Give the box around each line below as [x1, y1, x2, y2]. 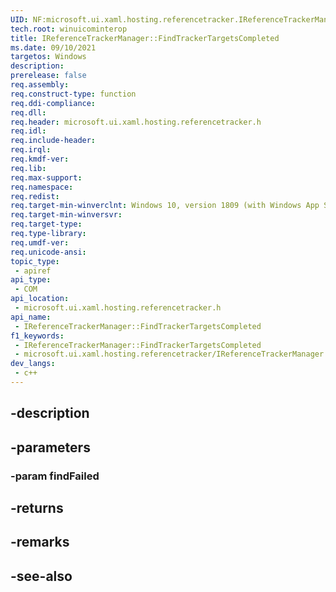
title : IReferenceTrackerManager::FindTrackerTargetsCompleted [10, 33, 280, 43]
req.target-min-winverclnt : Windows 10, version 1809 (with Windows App [10, 201, 320, 211]
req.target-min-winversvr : [10, 210, 123, 220]
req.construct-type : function [10, 89, 137, 99]
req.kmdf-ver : [10, 154, 70, 164]
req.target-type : [10, 219, 83, 230]
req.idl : [10, 126, 47, 136]
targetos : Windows [10, 52, 87, 62]
